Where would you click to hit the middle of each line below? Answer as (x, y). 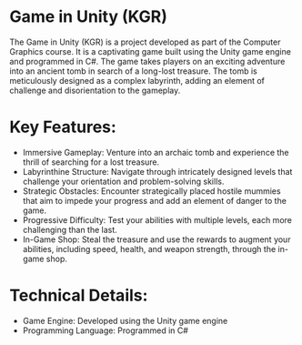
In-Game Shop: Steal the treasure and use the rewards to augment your (156, 239)
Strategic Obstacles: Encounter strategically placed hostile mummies (151, 191)
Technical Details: (79, 295)
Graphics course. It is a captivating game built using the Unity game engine (150, 51)
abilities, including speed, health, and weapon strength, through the (149, 249)
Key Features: (63, 127)
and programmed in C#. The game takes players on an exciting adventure (147, 61)
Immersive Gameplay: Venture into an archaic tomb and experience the (156, 152)
